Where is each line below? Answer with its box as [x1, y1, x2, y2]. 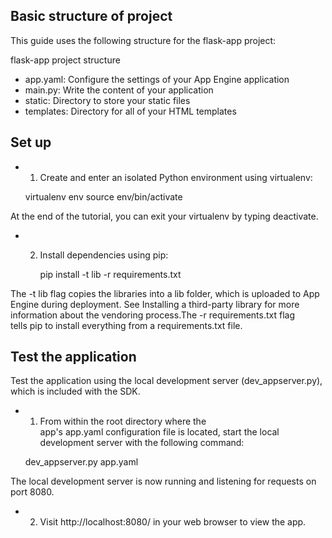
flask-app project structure [10, 54, 121, 66]
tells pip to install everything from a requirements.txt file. [10, 319, 243, 331]
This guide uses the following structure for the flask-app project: [10, 34, 277, 46]
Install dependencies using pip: [39, 249, 169, 261]
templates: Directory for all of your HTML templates [24, 105, 237, 117]
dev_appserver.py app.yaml [24, 456, 139, 468]
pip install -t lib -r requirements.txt [39, 268, 182, 280]
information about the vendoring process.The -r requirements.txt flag [10, 309, 295, 321]
